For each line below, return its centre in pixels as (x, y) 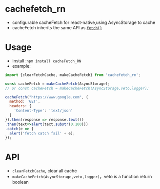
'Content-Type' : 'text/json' (43, 111)
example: (21, 66)
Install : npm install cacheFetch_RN (47, 61)
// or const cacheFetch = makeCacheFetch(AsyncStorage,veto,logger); (77, 88)
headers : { (20, 106)
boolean (20, 182)
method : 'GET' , (25, 102)
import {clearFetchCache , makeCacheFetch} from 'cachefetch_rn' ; (73, 75)
